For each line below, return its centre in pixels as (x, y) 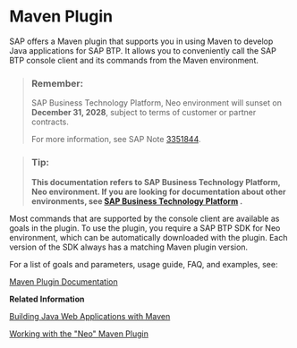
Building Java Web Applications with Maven (90, 316)
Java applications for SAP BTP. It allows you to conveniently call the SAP (143, 50)
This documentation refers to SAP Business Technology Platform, (156, 182)
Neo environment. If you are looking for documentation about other (158, 191)
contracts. (50, 122)
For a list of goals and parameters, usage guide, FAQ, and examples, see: (144, 264)
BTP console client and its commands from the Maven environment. (134, 60)
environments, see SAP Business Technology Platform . (137, 201)
